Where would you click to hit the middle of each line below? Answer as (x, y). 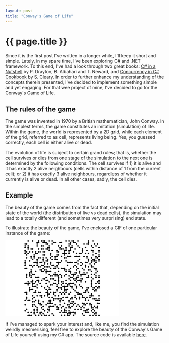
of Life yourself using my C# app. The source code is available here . (76, 335)
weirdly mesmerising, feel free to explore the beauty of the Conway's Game (84, 330)
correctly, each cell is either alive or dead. (49, 143)
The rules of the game (40, 109)
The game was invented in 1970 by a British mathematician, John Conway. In (85, 121)
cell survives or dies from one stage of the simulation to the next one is (79, 158)
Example (19, 195)
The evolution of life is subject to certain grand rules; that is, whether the (81, 153)
